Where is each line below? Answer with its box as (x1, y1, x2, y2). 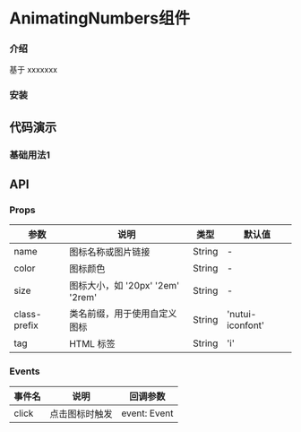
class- (13, 308, 42, 321)
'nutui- (227, 308, 257, 321)
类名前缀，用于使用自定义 (68, 307, 177, 320)
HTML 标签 (68, 338, 116, 350)
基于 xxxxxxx (9, 65, 58, 75)
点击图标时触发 (49, 407, 114, 419)
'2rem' (68, 291, 98, 304)
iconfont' (227, 319, 265, 332)
